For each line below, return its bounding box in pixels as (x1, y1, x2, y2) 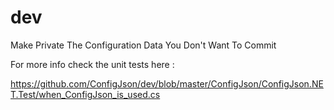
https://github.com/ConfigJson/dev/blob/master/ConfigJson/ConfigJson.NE (10, 77, 324, 90)
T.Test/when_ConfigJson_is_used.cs (10, 88, 161, 100)
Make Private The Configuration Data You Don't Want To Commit (10, 39, 277, 51)
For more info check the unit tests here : (10, 58, 175, 70)
